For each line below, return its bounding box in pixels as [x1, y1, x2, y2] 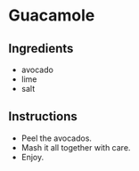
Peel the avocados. [20, 133, 93, 143]
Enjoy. [20, 151, 45, 162]
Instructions [8, 109, 78, 125]
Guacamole [8, 5, 95, 26]
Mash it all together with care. [20, 142, 131, 152]
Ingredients [8, 41, 74, 56]
